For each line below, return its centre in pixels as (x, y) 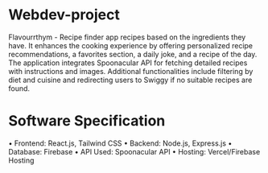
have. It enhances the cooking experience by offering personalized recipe (131, 45)
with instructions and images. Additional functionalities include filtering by (131, 71)
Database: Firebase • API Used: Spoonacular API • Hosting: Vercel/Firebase (134, 151)
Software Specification (87, 121)
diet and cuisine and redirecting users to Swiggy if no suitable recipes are (130, 80)
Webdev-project (64, 15)
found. (19, 88)
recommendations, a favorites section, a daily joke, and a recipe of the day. (133, 54)
